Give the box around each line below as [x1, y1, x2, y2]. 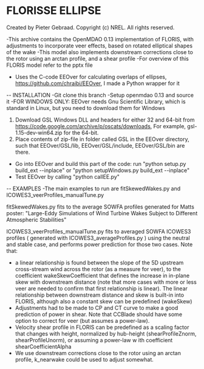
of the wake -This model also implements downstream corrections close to [6, 48, 193, 55]
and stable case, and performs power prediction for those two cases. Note [6, 241, 193, 248]
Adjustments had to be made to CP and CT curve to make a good [15, 304, 178, 311]
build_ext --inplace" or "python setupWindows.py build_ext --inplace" [15, 167, 190, 174]
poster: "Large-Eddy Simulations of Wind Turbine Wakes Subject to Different [6, 209, 198, 216]
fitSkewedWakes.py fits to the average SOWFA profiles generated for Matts [6, 203, 194, 210]
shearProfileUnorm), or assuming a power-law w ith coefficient [15, 336, 173, 343]
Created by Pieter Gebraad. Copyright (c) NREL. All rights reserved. [6, 24, 175, 31]
